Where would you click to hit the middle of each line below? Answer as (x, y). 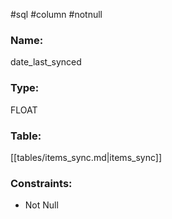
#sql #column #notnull (56, 14)
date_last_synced (46, 62)
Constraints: (41, 183)
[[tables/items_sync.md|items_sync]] (86, 157)
